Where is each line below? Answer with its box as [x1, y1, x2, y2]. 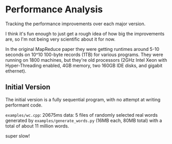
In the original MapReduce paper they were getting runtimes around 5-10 [5, 46, 160, 52]
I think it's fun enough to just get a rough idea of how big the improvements [5, 30, 165, 37]
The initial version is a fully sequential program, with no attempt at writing [5, 96, 161, 102]
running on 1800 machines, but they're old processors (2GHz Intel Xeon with [5, 57, 167, 63]
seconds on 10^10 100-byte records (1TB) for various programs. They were [5, 51, 163, 58]
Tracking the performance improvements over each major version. [5, 21, 146, 27]
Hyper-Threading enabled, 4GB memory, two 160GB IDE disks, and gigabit [5, 62, 163, 68]
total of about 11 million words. [5, 122, 69, 129]
